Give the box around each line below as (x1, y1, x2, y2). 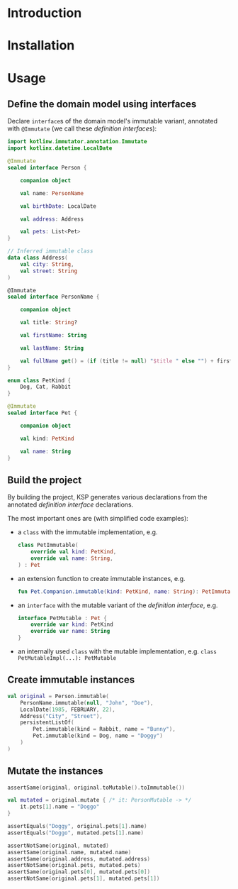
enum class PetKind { (7, 377, 72, 384)
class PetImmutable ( (17, 541, 79, 549)
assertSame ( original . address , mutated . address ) (7, 855, 151, 863)
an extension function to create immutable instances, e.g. (17, 574, 186, 582)
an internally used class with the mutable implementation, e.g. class (17, 647, 217, 656)
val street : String (20, 267, 78, 275)
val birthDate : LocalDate (20, 202, 97, 210)
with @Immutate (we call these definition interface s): (7, 124, 157, 133)
